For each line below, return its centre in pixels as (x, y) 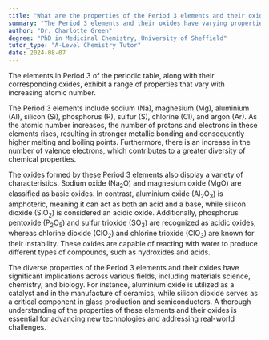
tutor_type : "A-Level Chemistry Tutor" (75, 46)
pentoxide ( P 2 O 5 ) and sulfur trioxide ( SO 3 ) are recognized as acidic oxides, (132, 224)
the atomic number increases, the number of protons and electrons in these (133, 125)
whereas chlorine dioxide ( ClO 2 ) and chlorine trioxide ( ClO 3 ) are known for (131, 234)
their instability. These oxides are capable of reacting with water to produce (133, 243)
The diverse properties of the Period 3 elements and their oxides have (124, 267)
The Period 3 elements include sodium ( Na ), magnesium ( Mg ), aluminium (129, 108)
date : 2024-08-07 (37, 53)
